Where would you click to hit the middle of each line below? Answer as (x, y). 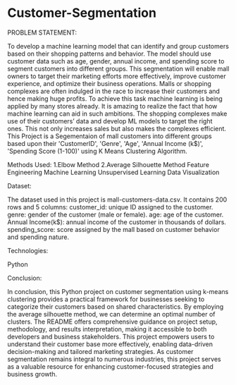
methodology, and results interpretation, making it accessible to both (107, 329)
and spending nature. (38, 237)
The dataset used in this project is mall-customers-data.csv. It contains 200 (117, 200)
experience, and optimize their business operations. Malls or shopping (109, 83)
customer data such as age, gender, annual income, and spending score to (116, 61)
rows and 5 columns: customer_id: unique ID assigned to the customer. (110, 207)
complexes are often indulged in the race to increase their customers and (114, 91)
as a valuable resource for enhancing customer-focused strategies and (110, 366)
